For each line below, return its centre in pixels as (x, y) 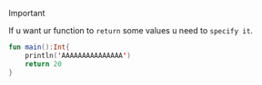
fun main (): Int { (39, 47)
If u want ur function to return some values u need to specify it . (131, 30)
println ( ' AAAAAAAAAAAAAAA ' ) (78, 55)
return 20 (44, 64)
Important (27, 13)
